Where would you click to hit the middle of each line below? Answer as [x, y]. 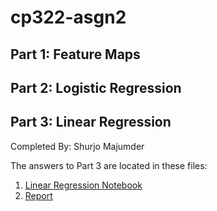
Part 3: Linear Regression [91, 122]
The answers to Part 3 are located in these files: [109, 165]
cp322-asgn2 [68, 17]
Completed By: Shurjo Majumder [77, 146]
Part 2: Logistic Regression [96, 87]
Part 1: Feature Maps [75, 54]
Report [38, 195]
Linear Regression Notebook [83, 185]
